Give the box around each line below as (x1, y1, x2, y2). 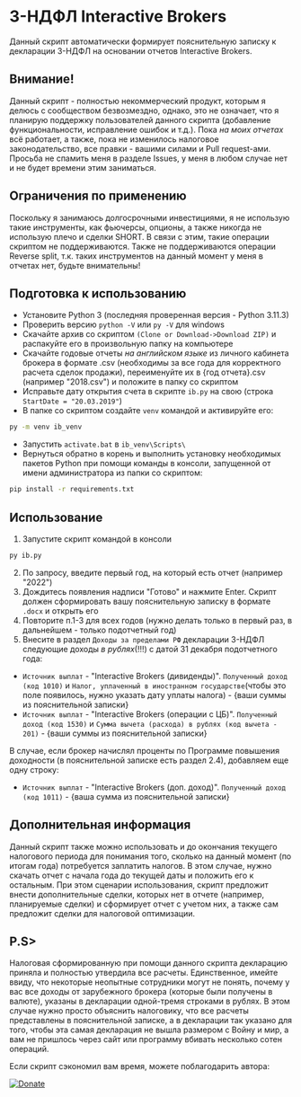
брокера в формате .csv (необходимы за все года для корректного (22, 358, 281, 368)
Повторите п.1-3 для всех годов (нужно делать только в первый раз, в (22, 615, 293, 625)
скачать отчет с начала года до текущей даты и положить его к (9, 870, 254, 880)
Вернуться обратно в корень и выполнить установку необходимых (22, 448, 281, 459)
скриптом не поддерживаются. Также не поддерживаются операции (9, 241, 277, 252)
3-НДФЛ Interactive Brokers (9, 6, 227, 27)
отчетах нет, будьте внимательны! (9, 260, 141, 270)
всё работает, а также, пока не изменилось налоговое (9, 133, 219, 145)
